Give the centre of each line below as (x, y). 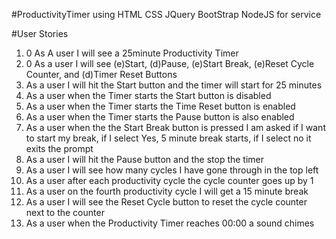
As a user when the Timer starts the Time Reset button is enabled (160, 106)
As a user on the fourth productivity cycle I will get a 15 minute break (167, 191)
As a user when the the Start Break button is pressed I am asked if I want (175, 127)
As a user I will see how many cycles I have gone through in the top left (172, 170)
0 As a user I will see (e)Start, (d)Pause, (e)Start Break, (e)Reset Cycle (170, 63)
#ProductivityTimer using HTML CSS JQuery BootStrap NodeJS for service (166, 14)
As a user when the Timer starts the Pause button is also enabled (160, 117)
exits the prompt (59, 148)
